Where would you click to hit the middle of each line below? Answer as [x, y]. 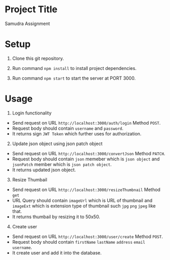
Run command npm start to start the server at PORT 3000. [74, 78]
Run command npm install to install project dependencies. [74, 68]
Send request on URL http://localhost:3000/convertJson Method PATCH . [89, 153]
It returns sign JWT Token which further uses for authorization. [77, 133]
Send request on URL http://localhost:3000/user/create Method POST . [88, 237]
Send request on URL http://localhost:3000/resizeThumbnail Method [86, 190]
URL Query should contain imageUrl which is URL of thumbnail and [82, 200]
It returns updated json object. [44, 170]
